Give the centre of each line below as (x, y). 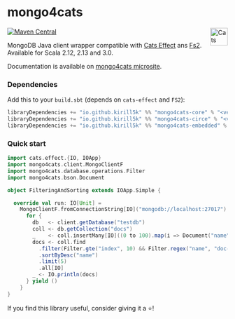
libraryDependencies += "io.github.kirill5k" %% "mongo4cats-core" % (111, 113)
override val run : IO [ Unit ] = (57, 203)
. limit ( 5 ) (53, 262)
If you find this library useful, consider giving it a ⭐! (81, 308)
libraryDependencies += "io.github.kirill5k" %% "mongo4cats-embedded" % (117, 125)
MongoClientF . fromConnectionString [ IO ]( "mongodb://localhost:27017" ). (125, 210)
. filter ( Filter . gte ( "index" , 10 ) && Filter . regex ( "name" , (124, 249)
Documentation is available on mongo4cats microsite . (85, 66)
